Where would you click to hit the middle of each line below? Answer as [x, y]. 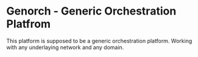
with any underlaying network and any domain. [65, 47]
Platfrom [28, 24]
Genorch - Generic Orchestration [91, 11]
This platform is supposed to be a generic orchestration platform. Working [99, 41]
